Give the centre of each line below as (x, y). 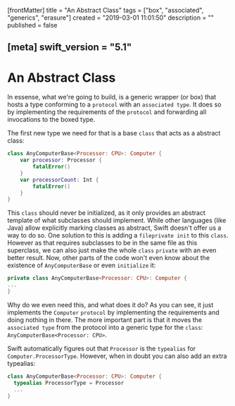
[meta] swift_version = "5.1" (70, 48)
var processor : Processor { (61, 160)
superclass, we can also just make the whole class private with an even (112, 250)
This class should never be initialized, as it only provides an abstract (106, 213)
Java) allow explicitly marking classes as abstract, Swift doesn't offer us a (114, 228)
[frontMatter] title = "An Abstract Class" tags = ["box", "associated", (106, 10)
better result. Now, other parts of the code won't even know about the (108, 258)
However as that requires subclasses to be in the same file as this (102, 243)
